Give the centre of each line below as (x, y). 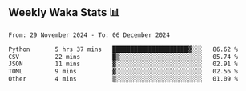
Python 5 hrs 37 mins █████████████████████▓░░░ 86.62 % (123, 49)
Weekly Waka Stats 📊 (64, 12)
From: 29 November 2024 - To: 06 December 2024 (89, 35)
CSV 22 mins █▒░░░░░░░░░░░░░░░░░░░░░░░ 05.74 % (123, 57)
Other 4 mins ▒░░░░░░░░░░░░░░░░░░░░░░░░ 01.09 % (123, 79)
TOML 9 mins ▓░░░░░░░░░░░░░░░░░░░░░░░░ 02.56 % (123, 72)
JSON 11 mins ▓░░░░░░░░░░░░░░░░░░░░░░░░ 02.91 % (123, 64)
